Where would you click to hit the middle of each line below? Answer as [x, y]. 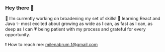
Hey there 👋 [19, 8]
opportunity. [18, 35]
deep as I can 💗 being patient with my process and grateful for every [76, 29]
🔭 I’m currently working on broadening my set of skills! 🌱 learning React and [83, 19]
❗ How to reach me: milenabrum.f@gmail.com [51, 45]
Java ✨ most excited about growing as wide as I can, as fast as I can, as [79, 24]
